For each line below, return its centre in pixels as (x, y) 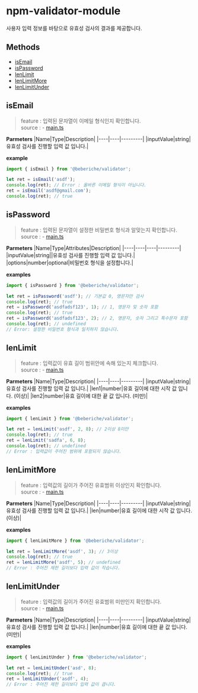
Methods (23, 47)
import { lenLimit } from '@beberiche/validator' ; (70, 419)
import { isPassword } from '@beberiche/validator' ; (73, 285)
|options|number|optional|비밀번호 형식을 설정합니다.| (70, 263)
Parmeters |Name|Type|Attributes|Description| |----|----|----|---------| (94, 248)
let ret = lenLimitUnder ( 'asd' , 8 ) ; (51, 668)
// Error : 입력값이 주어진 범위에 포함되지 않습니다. (64, 451)
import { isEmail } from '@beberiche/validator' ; (69, 169)
